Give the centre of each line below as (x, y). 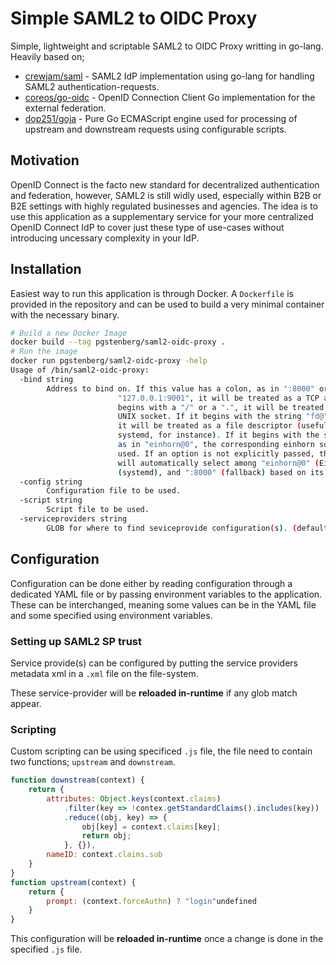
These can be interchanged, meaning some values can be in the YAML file (163, 604)
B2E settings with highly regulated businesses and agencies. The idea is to (164, 206)
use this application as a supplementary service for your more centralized (162, 216)
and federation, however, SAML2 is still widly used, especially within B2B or (166, 195)
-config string (51, 482)
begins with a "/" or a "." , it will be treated (221, 407)
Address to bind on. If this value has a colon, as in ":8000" (180, 388)
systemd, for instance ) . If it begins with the (218, 435)
